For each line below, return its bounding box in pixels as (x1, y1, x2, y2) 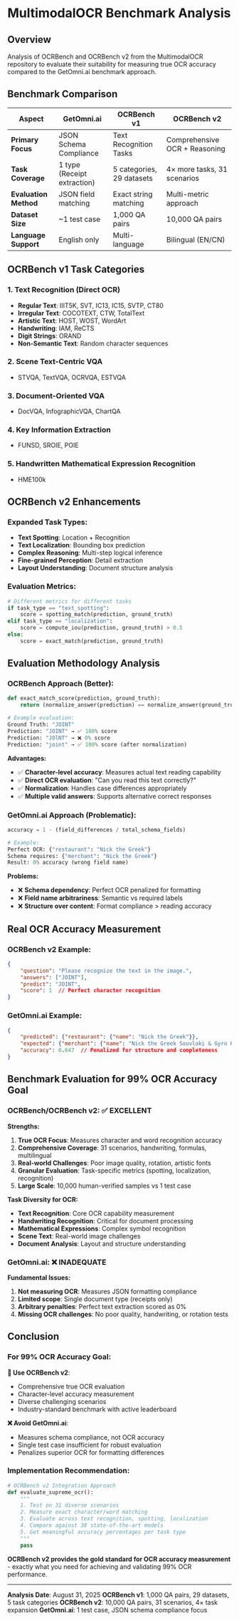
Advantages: (7, 754, 47, 762)
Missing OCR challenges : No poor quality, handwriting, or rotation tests (17, 1310, 229, 1318)
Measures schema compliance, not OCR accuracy (17, 1433, 165, 1441)
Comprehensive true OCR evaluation (17, 1382, 125, 1390)
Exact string (112, 189, 153, 199)
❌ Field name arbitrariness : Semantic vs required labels (17, 894, 184, 902)
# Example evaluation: (7, 714, 75, 722)
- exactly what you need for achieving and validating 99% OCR (7, 1562, 192, 1571)
